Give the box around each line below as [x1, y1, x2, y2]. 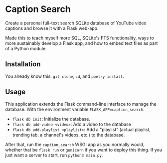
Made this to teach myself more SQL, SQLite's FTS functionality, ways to [5, 35, 155, 41]
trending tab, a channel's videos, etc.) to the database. [12, 132, 125, 138]
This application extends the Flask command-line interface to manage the [5, 101, 157, 107]
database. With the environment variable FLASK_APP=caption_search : [5, 106, 145, 112]
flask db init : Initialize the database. [12, 116, 91, 122]
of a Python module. [5, 45, 47, 51]
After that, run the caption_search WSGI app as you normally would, [5, 141, 145, 148]
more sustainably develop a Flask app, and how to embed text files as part [5, 40, 158, 46]
